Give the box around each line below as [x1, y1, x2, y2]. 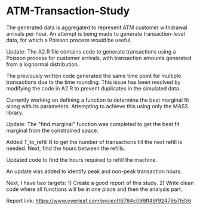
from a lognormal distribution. [6, 61, 79, 68]
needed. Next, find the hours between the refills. [6, 145, 125, 152]
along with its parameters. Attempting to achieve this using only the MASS [6, 102, 189, 109]
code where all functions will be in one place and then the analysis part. [6, 186, 183, 193]
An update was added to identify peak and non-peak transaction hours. [6, 168, 182, 175]
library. [6, 109, 24, 116]
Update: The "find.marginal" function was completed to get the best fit [6, 120, 180, 127]
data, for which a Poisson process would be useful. [6, 36, 133, 43]
